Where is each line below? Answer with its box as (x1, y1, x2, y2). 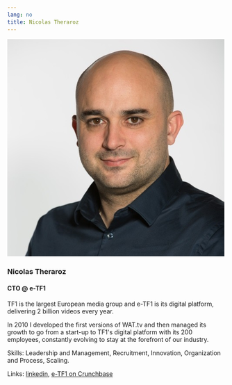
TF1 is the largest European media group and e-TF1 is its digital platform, (7, 300, 214, 308)
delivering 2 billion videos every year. (7, 306, 114, 316)
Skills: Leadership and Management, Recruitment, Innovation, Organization (7, 348, 221, 357)
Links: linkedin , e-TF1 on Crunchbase (7, 369, 113, 378)
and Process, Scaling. (7, 356, 69, 364)
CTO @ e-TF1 (7, 284, 47, 293)
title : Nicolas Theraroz (7, 18, 79, 26)
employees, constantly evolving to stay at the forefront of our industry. (7, 335, 209, 343)
